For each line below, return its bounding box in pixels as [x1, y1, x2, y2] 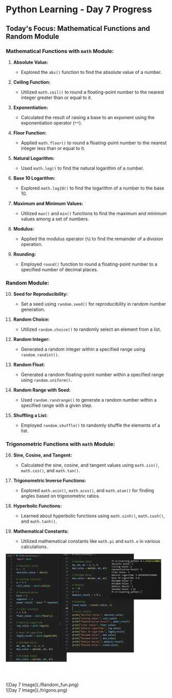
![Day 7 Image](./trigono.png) [6, 687, 68, 693]
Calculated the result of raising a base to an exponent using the [20, 114, 155, 120]
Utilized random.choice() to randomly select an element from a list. [20, 326, 161, 332]
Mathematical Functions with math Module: [6, 47, 114, 54]
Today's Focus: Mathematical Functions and [6, 24, 150, 33]
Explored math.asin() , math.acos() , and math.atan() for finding [20, 487, 154, 494]
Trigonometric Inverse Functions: [13, 478, 87, 484]
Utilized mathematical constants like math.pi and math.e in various [20, 538, 161, 544]
